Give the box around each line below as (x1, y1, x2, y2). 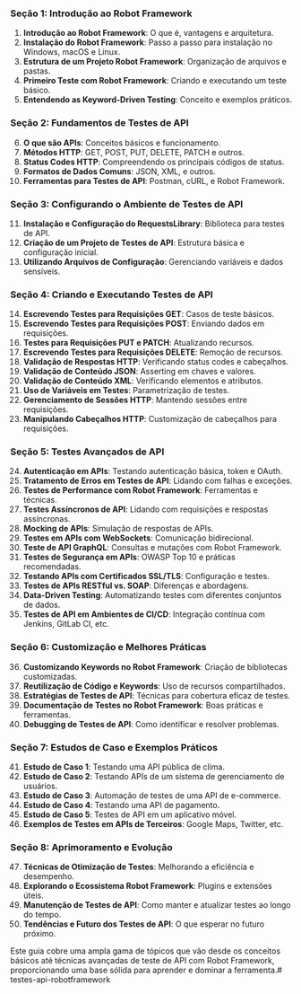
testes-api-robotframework (10, 974, 111, 985)
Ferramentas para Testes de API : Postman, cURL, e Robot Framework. (22, 175, 286, 186)
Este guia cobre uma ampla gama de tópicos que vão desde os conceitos (10, 946, 281, 956)
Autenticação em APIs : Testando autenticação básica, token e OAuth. (22, 466, 283, 477)
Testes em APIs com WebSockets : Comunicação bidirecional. (22, 532, 254, 543)
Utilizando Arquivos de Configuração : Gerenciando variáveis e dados (22, 256, 284, 267)
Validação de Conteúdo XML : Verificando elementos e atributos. (22, 375, 263, 386)
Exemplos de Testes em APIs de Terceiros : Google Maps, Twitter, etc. (22, 819, 284, 830)
